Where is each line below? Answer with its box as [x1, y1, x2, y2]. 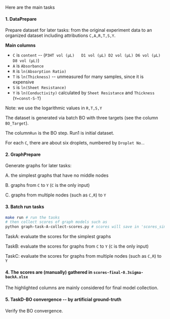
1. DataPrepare [5, 16, 37, 22]
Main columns [5, 43, 36, 49]
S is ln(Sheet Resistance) [12, 85, 67, 91]
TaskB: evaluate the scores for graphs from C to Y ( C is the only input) [5, 243, 149, 250]
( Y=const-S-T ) [12, 95, 41, 101]
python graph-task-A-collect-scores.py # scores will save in [5, 224, 139, 229]
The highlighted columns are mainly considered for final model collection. [5, 285, 158, 291]
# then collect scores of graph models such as [5, 220, 108, 225]
